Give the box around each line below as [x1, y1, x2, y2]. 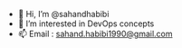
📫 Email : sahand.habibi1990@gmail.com [17, 28, 173, 39]
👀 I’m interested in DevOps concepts [17, 18, 155, 29]
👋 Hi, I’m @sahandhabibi [17, 9, 110, 19]
